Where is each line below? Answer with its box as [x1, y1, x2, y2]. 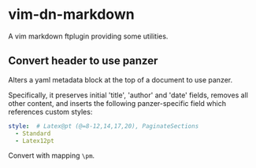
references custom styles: [8, 107, 93, 116]
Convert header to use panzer [8, 54, 158, 68]
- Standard [15, 130, 51, 137]
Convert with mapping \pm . [8, 151, 95, 160]
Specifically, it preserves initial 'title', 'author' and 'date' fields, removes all [8, 90, 248, 100]
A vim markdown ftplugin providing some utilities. [8, 31, 169, 41]
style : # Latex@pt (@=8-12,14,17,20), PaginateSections [8, 122, 199, 130]
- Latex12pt [15, 137, 55, 144]
